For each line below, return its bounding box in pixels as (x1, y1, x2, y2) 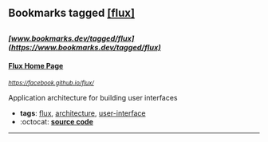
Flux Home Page (8, 61, 64, 71)
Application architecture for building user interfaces (8, 93, 178, 102)
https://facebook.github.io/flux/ (8, 79, 94, 87)
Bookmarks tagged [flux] (8, 6, 136, 20)
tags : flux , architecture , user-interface (19, 108, 146, 118)
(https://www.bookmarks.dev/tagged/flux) (8, 42, 161, 53)
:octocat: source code (19, 116, 93, 126)
